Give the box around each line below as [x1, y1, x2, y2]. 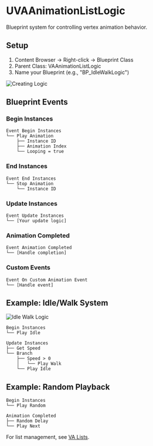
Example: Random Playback [6, 382, 110, 392]
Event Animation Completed [6, 245, 72, 251]
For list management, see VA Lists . [6, 434, 90, 441]
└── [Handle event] [6, 282, 54, 288]
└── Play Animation [6, 133, 54, 139]
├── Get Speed [6, 346, 41, 351]
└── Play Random [6, 403, 46, 409]
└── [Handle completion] [6, 250, 67, 256]
